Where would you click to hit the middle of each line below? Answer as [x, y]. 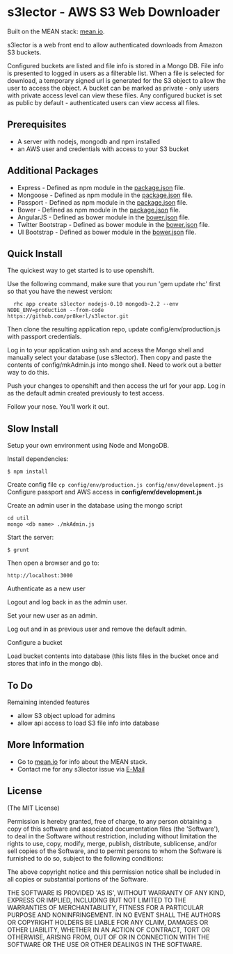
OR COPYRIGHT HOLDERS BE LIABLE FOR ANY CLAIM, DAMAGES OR [108, 922]
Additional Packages [53, 171]
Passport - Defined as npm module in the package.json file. [102, 202]
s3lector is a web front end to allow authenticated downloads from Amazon [115, 45]
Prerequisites [37, 125]
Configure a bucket [35, 643]
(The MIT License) [34, 808]
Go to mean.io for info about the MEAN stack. [82, 761]
